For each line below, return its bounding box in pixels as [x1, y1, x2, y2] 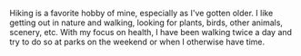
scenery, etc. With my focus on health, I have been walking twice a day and [9, 27, 293, 37]
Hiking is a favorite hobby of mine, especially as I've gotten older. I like [9, 8, 274, 18]
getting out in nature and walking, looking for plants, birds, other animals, [9, 17, 284, 28]
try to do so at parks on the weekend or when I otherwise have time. [9, 36, 266, 47]
